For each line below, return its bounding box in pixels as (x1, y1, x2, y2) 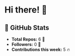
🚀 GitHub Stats (4, 24, 49, 32)
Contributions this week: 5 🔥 (11, 47, 70, 52)
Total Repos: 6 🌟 (11, 36, 45, 42)
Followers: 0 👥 (11, 42, 41, 47)
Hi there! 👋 (4, 4, 48, 15)
